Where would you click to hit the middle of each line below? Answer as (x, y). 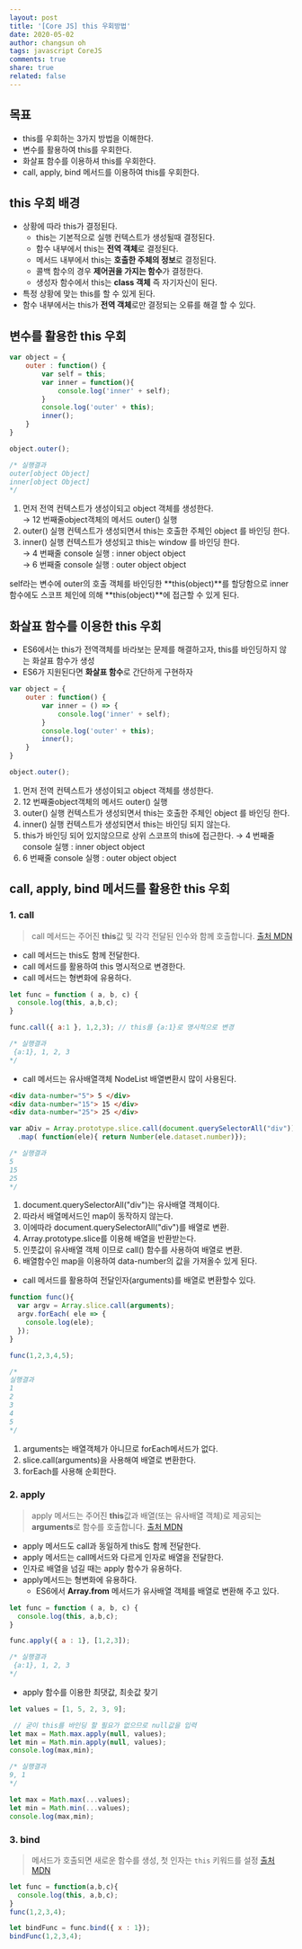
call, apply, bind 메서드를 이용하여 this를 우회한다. (111, 172)
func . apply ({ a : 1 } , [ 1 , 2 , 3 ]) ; (70, 1641)
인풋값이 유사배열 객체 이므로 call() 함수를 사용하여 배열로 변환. (132, 1250)
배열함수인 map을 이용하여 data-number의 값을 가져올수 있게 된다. (140, 1261)
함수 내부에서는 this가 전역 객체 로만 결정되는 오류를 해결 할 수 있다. (139, 305)
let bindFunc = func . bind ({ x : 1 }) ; (80, 1928)
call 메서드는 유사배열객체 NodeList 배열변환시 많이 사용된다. (129, 1078)
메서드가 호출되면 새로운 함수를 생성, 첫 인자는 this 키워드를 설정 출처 (153, 1860)
